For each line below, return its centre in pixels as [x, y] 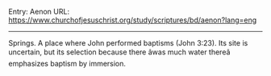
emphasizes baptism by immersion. [67, 64]
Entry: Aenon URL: [39, 12]
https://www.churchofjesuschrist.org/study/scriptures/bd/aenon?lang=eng [133, 20]
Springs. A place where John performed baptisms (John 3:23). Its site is [128, 43]
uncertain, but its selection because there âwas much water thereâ [119, 52]
